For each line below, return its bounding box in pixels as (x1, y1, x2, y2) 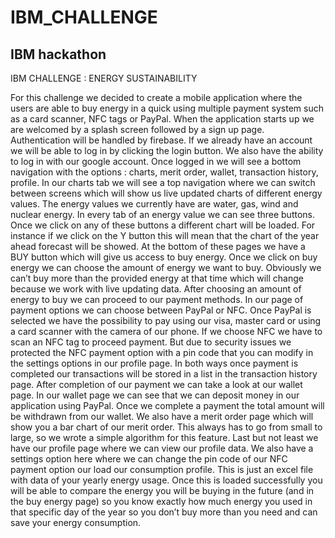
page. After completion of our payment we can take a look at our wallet (10, 379, 303, 390)
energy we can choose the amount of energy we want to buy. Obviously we (10, 262, 322, 273)
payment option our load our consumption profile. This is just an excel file (10, 464, 314, 475)
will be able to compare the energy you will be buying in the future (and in (10, 485, 315, 496)
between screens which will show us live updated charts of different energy (10, 187, 323, 199)
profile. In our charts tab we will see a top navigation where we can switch (10, 177, 316, 188)
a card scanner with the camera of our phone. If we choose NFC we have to (10, 326, 323, 337)
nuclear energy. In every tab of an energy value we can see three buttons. (10, 209, 315, 220)
